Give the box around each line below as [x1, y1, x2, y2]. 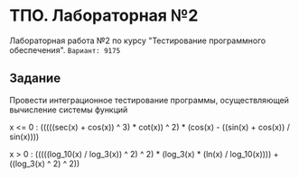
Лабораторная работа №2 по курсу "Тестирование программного [9, 35, 266, 46]
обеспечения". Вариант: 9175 [9, 44, 121, 55]
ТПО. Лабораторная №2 [9, 5, 199, 26]
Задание [9, 71, 61, 86]
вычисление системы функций [9, 104, 128, 115]
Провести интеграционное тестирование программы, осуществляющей [9, 94, 289, 105]
